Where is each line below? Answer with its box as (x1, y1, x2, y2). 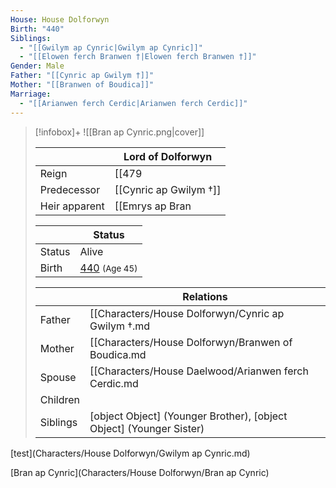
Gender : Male (10, 61, 65, 71)
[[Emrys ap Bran (114, 199, 192, 213)
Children (39, 392, 81, 406)
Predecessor (39, 182, 101, 196)
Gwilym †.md (89, 319, 151, 333)
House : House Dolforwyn (10, 14, 110, 25)
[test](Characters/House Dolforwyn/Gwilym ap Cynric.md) (10, 447, 251, 459)
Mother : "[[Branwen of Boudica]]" (10, 80, 155, 90)
